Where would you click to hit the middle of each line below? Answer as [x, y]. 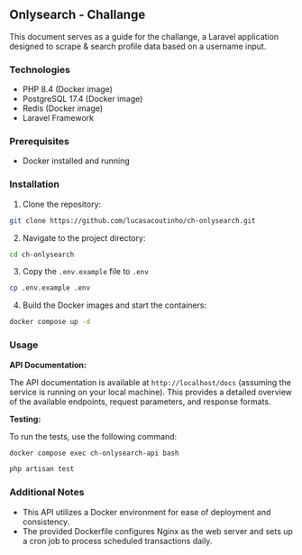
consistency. [46, 522]
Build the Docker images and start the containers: [114, 305]
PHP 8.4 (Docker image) [67, 89]
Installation [35, 184]
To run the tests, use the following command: [93, 436]
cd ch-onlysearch [42, 254]
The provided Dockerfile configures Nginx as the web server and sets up [157, 531]
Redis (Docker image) [63, 108]
